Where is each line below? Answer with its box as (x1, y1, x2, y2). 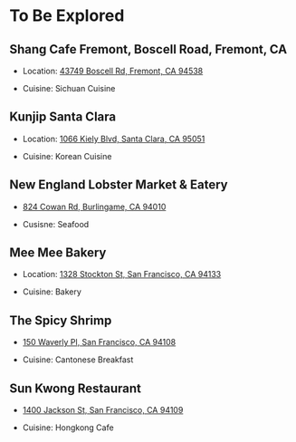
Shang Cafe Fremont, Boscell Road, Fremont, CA (9, 42, 288, 57)
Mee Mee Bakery (9, 245, 107, 261)
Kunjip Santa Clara (9, 110, 116, 125)
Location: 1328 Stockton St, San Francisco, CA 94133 (22, 269, 222, 280)
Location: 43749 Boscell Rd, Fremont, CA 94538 (22, 65, 204, 76)
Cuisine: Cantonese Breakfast (22, 354, 134, 365)
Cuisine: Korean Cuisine (22, 150, 112, 161)
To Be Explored (9, 5, 125, 26)
